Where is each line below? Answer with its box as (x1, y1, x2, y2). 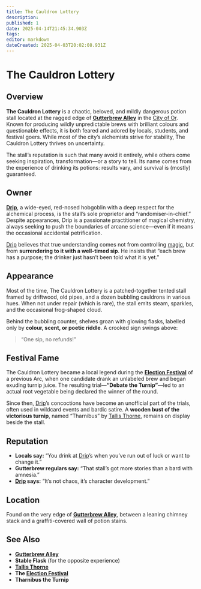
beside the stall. (6, 419, 46, 426)
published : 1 (6, 20, 39, 26)
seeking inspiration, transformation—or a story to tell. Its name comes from (6, 157, 192, 165)
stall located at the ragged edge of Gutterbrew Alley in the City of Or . (6, 114, 178, 121)
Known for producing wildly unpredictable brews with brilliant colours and (6, 121, 189, 128)
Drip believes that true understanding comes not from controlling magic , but (6, 241, 194, 248)
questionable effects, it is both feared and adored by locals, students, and (6, 127, 189, 134)
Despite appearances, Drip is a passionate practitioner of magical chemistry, (6, 217, 196, 224)
